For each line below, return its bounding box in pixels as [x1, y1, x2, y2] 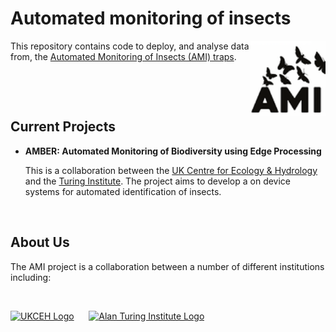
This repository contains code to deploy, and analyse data [10, 40, 250, 52]
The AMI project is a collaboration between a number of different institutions [10, 260, 325, 272]
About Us [10, 234, 70, 251]
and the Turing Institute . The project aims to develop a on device [24, 175, 292, 187]
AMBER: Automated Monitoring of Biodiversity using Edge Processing [24, 145, 322, 157]
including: [10, 271, 52, 283]
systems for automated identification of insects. [24, 185, 222, 197]
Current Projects [10, 118, 116, 136]
